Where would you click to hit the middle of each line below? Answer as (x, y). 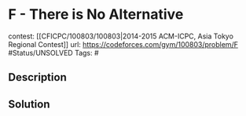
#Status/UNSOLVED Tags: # (54, 53)
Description (37, 77)
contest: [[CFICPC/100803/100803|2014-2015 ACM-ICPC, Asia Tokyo (121, 36)
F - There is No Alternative (96, 14)
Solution (29, 104)
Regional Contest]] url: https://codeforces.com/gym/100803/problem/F (123, 44)
